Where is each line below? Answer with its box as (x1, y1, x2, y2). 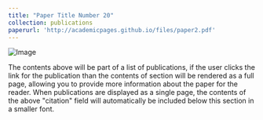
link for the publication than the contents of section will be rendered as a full (8, 71, 254, 81)
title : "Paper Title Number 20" (8, 11, 114, 20)
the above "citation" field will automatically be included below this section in (8, 96, 254, 106)
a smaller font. (8, 104, 55, 114)
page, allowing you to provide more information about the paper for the (8, 79, 238, 89)
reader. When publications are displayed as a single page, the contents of (8, 88, 247, 97)
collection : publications (8, 19, 93, 27)
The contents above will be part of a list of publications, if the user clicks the (8, 63, 255, 72)
